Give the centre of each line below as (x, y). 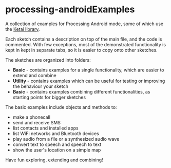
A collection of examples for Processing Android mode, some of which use (84, 24)
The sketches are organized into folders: (48, 60)
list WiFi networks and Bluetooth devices (56, 133)
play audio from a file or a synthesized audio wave (66, 139)
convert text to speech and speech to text (57, 144)
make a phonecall (31, 117)
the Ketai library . (23, 29)
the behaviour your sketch (40, 86)
